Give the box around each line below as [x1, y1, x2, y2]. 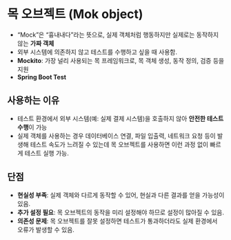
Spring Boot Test [17, 73, 67, 81]
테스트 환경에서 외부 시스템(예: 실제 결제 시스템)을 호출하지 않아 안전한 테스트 [17, 114, 224, 122]
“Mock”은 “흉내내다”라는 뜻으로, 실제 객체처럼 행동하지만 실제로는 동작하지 [17, 30, 219, 39]
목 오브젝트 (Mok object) [7, 6, 143, 22]
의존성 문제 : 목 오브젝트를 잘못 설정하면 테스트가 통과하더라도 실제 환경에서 [17, 216, 218, 225]
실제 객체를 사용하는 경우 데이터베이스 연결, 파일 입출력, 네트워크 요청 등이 [17, 131, 216, 140]
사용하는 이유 [7, 95, 60, 107]
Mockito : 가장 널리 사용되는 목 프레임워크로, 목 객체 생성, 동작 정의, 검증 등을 [17, 56, 225, 64]
